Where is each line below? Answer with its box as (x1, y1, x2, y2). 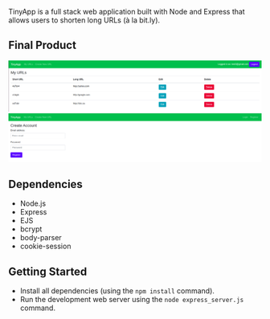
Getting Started (8, 264, 88, 278)
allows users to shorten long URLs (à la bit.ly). (8, 15, 161, 25)
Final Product (8, 39, 76, 52)
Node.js (19, 198, 47, 208)
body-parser (19, 233, 62, 243)
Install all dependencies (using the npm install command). (19, 286, 215, 296)
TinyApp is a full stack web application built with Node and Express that (8, 7, 245, 16)
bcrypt (19, 224, 43, 234)
